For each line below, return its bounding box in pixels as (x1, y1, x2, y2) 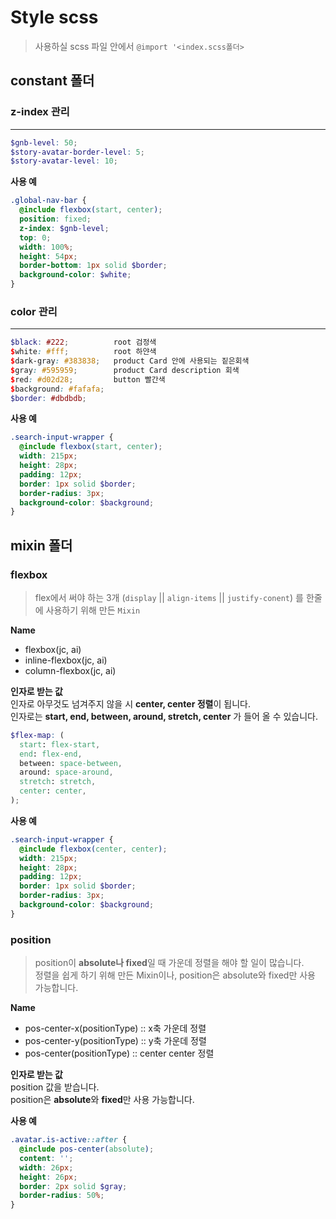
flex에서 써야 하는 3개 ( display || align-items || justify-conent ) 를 (34, 591, 304, 603)
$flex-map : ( (10, 730, 65, 740)
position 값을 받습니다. (10, 1081, 100, 1093)
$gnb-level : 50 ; (10, 137, 78, 148)
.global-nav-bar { (10, 196, 87, 206)
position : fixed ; (19, 214, 92, 224)
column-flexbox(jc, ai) (24, 664, 117, 676)
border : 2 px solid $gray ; (19, 1181, 128, 1191)
